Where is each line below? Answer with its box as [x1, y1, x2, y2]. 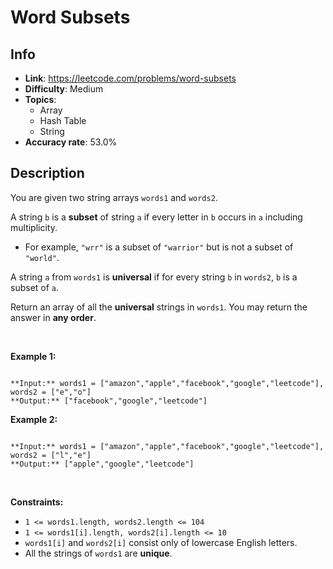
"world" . [24, 251, 60, 263]
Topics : [24, 94, 57, 105]
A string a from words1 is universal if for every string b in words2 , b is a [10, 271, 298, 283]
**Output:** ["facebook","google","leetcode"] [10, 396, 208, 406]
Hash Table [39, 115, 87, 126]
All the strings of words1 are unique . [24, 547, 173, 559]
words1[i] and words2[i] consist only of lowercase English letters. [24, 536, 298, 548]
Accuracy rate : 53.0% [24, 136, 118, 148]
